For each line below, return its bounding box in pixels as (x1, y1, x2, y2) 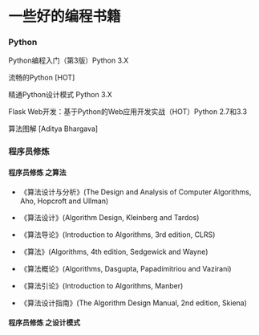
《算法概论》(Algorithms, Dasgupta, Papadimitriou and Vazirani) (19, 264, 232, 273)
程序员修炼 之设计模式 (8, 318, 81, 328)
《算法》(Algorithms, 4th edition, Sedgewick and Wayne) (19, 247, 208, 256)
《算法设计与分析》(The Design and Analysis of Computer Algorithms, (19, 186, 252, 197)
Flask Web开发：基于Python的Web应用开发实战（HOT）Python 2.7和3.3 (8, 107, 247, 116)
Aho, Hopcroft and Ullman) (19, 196, 109, 206)
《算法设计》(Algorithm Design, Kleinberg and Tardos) (19, 212, 200, 222)
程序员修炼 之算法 (8, 168, 67, 177)
